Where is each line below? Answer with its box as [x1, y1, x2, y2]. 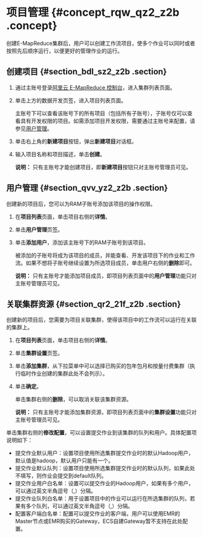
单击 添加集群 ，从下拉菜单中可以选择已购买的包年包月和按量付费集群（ [14, 362, 190, 370]
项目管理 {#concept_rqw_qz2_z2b [6, 5, 179, 19]
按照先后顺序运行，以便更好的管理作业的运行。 [6, 47, 123, 55]
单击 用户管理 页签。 [14, 225, 63, 233]
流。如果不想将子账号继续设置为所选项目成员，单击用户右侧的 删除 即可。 [14, 259, 195, 267]
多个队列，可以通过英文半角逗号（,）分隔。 [25, 502, 134, 510]
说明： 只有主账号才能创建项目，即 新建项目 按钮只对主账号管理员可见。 [14, 163, 192, 170]
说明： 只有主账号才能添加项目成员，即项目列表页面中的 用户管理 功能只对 [14, 272, 197, 279]
